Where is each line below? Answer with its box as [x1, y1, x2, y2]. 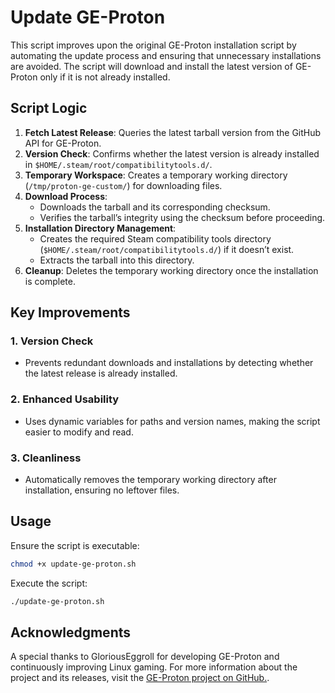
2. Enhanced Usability [10, 392, 120, 406]
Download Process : [24, 190, 108, 202]
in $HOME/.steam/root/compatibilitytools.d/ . [24, 158, 213, 170]
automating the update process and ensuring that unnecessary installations [10, 49, 322, 61]
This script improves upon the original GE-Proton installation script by [10, 39, 297, 51]
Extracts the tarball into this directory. [39, 254, 195, 266]
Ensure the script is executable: [10, 539, 140, 551]
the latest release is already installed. [24, 367, 178, 380]
